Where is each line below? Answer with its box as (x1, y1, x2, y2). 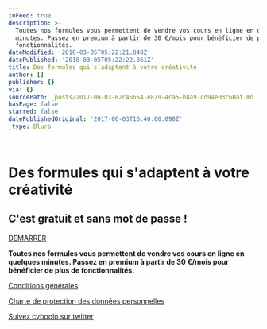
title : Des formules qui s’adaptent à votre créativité (8, 64, 197, 72)
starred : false (8, 108, 59, 116)
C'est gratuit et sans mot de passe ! (8, 212, 188, 226)
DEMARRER (8, 233, 47, 242)
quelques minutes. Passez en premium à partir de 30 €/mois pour (8, 257, 229, 266)
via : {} (8, 85, 34, 94)
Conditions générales (8, 281, 79, 290)
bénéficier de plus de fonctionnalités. (8, 265, 135, 275)
